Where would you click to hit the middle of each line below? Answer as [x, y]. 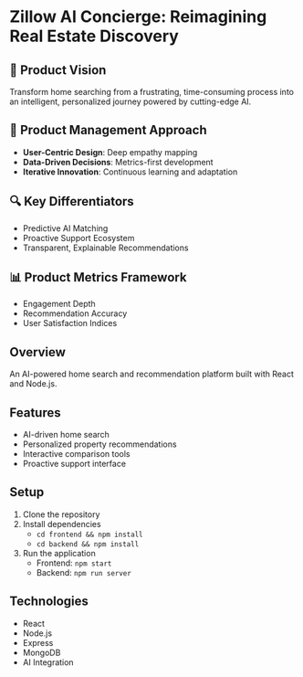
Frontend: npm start [74, 563]
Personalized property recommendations [99, 444]
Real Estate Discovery [94, 36]
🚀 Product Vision [58, 70]
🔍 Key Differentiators [72, 201]
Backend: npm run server [84, 572]
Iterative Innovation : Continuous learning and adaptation [130, 172]
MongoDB [42, 652]
